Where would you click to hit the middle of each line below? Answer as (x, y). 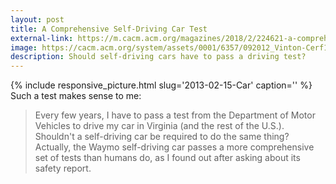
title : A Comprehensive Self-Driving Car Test (109, 29)
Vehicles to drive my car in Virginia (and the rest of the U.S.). (159, 126)
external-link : (42, 38)
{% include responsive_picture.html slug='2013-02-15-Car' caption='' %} (161, 85)
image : (24, 47)
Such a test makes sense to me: (76, 96)
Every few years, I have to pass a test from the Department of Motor (175, 115)
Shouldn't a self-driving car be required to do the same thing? (162, 137)
